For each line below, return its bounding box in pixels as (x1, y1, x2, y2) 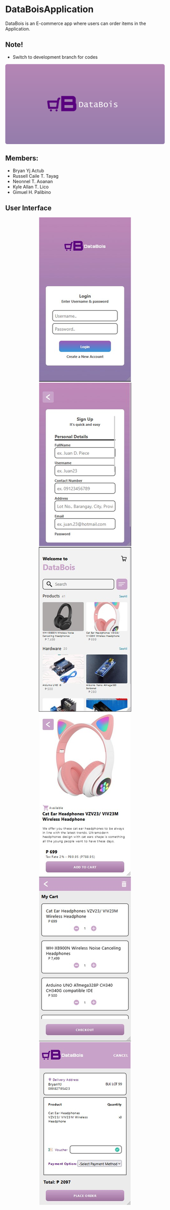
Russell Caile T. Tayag (12, 173, 59, 179)
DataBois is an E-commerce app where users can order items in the (5, 20, 146, 26)
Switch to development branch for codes (12, 54, 98, 60)
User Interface (5, 204, 52, 212)
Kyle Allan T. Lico (12, 184, 49, 190)
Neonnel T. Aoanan (12, 178, 53, 184)
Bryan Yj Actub (12, 167, 45, 174)
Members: (5, 154, 39, 163)
